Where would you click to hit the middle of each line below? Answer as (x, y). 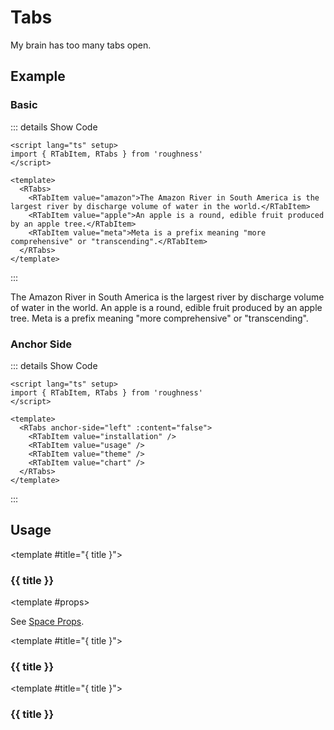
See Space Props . (47, 622)
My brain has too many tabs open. (81, 45)
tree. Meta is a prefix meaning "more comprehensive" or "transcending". (159, 318)
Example (38, 76)
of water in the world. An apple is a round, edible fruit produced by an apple (166, 307)
